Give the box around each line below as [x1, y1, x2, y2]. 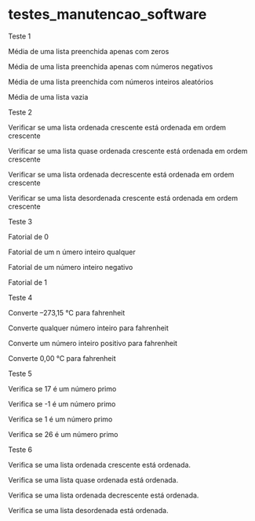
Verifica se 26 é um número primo [8, 429, 119, 439]
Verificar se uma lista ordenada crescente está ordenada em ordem [8, 122, 226, 132]
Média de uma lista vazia [8, 92, 89, 101]
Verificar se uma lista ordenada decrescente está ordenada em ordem [8, 169, 235, 179]
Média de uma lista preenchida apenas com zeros [8, 46, 169, 56]
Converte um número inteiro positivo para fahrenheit [8, 338, 178, 348]
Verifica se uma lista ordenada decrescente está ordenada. [8, 490, 199, 500]
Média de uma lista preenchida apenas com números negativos [8, 61, 213, 71]
